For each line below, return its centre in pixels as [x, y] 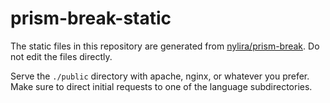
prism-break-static [91, 18]
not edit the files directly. [61, 56]
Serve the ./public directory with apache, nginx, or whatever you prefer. [160, 76]
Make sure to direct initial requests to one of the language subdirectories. [161, 86]
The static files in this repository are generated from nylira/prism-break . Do [165, 46]
